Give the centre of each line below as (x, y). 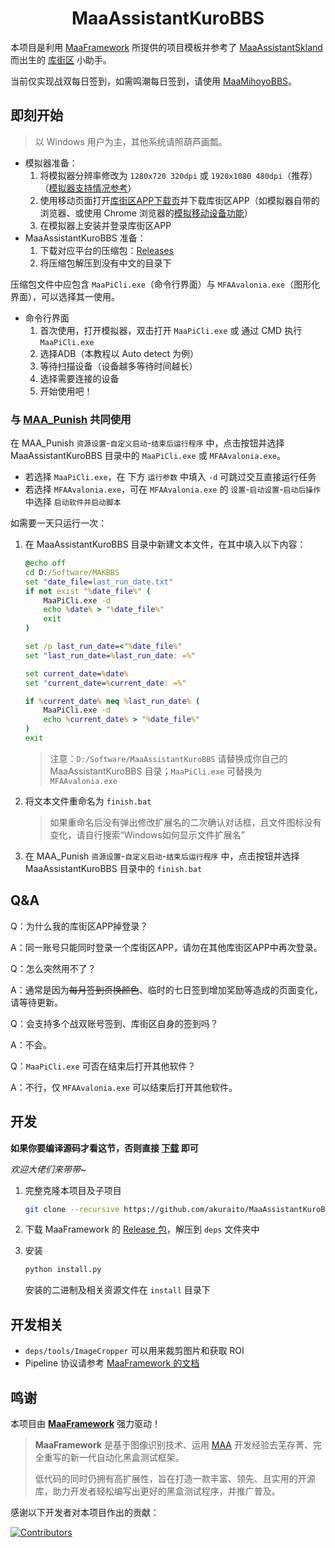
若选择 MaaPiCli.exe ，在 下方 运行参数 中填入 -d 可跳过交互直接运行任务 (170, 477)
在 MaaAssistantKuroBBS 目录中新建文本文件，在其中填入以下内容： (165, 544)
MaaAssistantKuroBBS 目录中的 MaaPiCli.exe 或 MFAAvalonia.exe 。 (148, 456)
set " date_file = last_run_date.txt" (99, 582)
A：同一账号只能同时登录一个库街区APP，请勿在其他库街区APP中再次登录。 (166, 947)
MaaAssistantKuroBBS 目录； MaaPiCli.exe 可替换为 (156, 771)
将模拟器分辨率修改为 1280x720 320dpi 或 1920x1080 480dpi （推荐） (178, 175)
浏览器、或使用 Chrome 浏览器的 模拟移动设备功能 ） (146, 213)
